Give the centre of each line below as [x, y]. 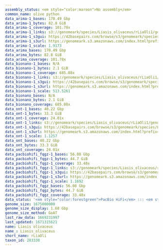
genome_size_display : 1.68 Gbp [37, 209]
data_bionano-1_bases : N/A [32, 64]
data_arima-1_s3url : [26, 41]
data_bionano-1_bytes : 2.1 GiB [37, 69]
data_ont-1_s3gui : [24, 127]
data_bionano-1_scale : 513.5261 [38, 91]
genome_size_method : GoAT [31, 213]
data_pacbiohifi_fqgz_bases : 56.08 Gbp [45, 186]
